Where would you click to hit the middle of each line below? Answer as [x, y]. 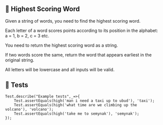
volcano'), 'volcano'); [29, 109]
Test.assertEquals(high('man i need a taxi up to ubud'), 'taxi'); [84, 101]
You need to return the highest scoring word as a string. [62, 45]
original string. [20, 60]
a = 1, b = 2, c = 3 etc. [27, 35]
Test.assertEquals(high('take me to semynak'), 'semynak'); [77, 114]
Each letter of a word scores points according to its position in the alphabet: [81, 31]
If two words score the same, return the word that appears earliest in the [79, 55]
